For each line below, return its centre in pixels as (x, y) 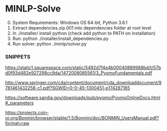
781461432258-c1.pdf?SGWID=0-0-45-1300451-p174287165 (68, 88)
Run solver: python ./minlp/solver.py (49, 43)
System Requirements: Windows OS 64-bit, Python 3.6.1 (70, 22)
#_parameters (19, 103)
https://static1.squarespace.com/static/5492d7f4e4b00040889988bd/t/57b (83, 67)
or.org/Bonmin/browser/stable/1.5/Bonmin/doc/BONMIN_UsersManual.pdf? (82, 118)
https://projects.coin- (27, 112)
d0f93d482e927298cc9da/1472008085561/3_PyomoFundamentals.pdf (79, 73)
